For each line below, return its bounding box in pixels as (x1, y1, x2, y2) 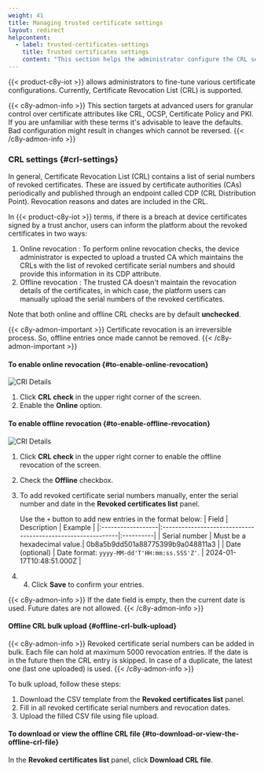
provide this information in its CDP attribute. (19, 269, 162, 279)
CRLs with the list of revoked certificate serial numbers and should (19, 261, 236, 270)
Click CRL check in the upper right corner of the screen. (19, 392, 202, 402)
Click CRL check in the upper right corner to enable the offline (19, 451, 222, 461)
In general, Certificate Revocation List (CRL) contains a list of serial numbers (8, 172, 255, 181)
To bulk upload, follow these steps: (8, 679, 122, 688)
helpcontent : (8, 33, 51, 42)
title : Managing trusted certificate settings (8, 19, 163, 27)
